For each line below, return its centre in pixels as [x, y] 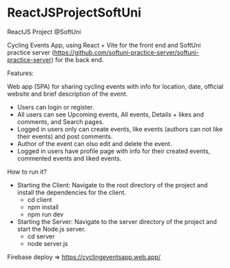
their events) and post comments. [65, 136]
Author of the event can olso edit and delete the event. [94, 143]
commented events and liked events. [69, 158]
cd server [41, 236]
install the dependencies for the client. [71, 192]
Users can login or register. [55, 107]
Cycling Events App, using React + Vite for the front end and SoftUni [104, 45]
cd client [40, 199]
